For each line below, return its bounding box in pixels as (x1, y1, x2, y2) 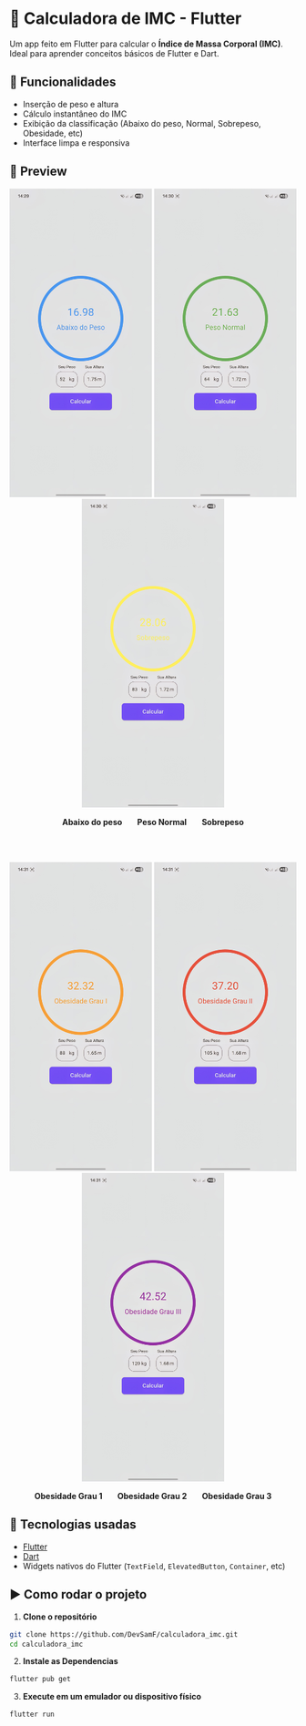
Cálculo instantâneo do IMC (22, 108, 127, 119)
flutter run (9, 1710, 55, 1720)
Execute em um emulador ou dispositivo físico (22, 1691, 202, 1702)
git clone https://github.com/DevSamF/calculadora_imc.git (9, 1629, 239, 1639)
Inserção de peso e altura (22, 98, 119, 109)
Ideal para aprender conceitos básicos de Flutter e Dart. (9, 47, 219, 58)
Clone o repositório (22, 1611, 97, 1622)
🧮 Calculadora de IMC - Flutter (9, 8, 242, 29)
